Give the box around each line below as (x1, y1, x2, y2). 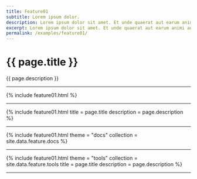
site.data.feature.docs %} (6, 138, 68, 145)
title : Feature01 (6, 8, 49, 15)
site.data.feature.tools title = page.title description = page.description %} (6, 161, 183, 168)
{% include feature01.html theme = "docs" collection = (6, 132, 138, 139)
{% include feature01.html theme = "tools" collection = (6, 154, 138, 161)
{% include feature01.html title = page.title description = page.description (6, 109, 184, 116)
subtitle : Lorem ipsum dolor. (6, 14, 80, 20)
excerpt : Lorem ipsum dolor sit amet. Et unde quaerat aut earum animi (6, 25, 185, 31)
